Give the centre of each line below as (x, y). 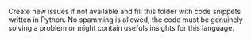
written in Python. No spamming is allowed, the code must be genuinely (126, 20)
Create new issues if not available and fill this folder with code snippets (125, 11)
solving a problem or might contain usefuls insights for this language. (121, 28)
